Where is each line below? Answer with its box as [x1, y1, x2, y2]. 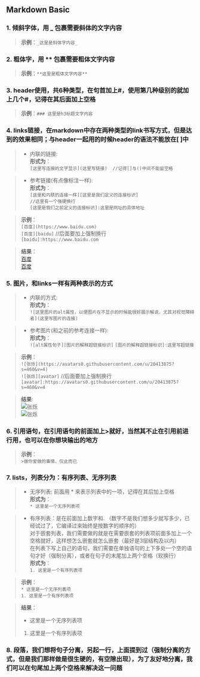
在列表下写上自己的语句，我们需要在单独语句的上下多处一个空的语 [29, 545, 192, 552]
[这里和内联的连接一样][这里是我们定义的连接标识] [29, 192, 139, 198]
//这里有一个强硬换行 [29, 198, 76, 204]
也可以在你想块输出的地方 [24, 436, 99, 444]
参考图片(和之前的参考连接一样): [29, 326, 109, 334]
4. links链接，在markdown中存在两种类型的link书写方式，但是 [6, 126, 186, 135]
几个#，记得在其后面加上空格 [12, 95, 96, 104]
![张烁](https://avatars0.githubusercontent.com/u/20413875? [20, 361, 175, 367]
